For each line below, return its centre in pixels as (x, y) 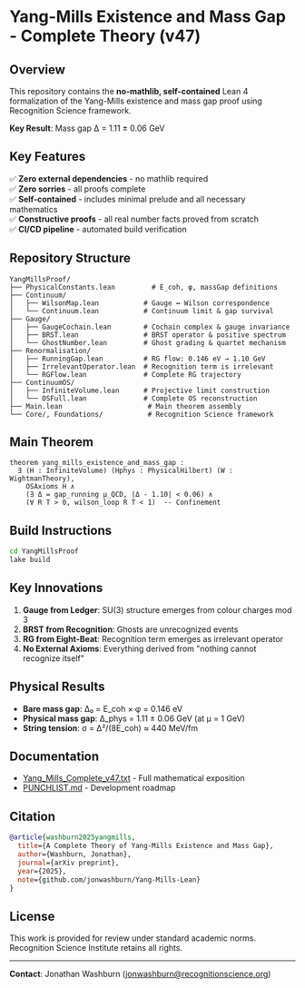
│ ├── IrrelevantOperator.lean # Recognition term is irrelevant (142, 366)
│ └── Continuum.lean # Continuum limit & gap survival (142, 311)
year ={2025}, (42, 871)
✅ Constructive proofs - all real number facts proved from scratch (134, 219)
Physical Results (58, 687)
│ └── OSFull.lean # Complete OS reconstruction (133, 398)
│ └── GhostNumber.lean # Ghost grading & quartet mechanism (148, 342)
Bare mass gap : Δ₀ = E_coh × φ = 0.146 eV (103, 708)
